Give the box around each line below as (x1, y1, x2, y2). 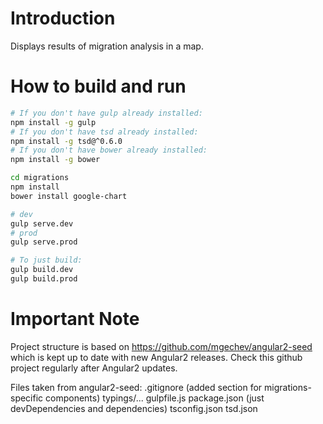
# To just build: (10, 255, 83, 266)
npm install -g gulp (10, 117, 97, 127)
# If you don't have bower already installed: (10, 145, 208, 156)
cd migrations (10, 173, 70, 183)
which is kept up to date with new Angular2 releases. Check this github (10, 351, 303, 363)
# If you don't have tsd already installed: (10, 127, 199, 137)
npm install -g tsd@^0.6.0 (10, 136, 123, 146)
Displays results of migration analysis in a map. (10, 40, 204, 52)
